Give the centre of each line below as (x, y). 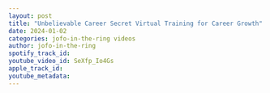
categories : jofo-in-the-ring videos (72, 38)
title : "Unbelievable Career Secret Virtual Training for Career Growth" (136, 23)
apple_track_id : (36, 69)
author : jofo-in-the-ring (52, 46)
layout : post (30, 16)
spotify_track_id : (39, 53)
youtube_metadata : (39, 76)
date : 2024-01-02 (38, 31)
